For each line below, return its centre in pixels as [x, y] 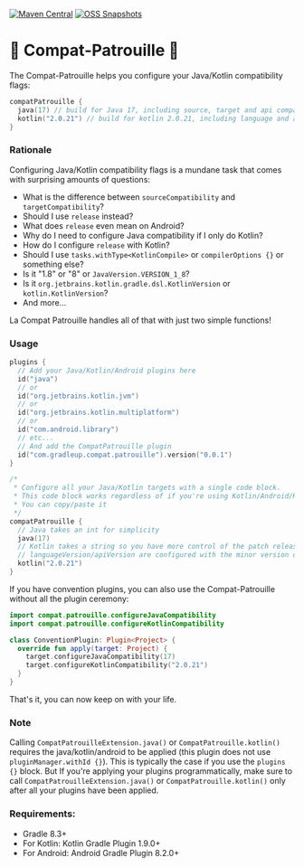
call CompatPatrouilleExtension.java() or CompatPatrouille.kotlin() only [148, 781]
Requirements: [43, 814]
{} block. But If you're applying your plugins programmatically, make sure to [151, 771]
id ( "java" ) [38, 379]
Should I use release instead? [78, 216]
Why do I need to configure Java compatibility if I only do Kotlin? [143, 235]
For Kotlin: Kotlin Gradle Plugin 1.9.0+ [91, 843]
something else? [53, 264]
